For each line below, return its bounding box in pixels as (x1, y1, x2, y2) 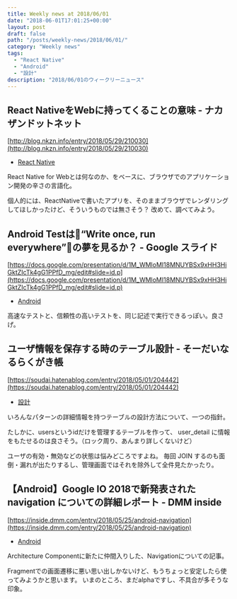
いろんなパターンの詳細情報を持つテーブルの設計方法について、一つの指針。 (7, 412, 230, 421)
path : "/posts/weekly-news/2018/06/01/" (7, 37, 129, 44)
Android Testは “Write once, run (7, 228, 156, 240)
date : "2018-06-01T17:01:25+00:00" (7, 17, 112, 24)
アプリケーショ (186, 173, 230, 181)
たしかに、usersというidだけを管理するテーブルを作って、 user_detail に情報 (7, 428, 231, 436)
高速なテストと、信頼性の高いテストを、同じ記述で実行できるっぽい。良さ (7, 312, 224, 319)
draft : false (7, 30, 46, 38)
